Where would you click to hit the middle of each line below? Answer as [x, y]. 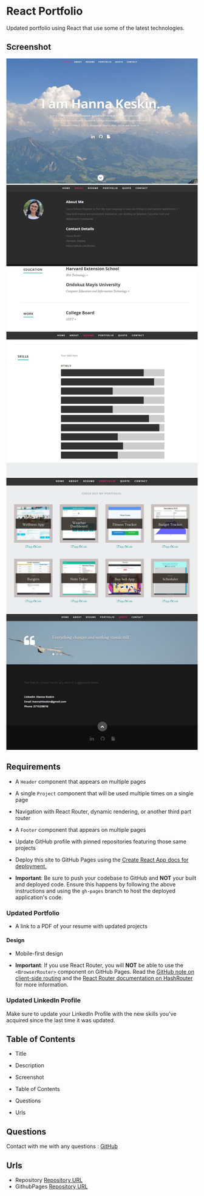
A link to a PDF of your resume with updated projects [81, 926]
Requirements [33, 767]
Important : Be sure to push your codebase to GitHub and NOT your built [106, 878]
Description [29, 1065]
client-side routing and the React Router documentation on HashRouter [104, 978]
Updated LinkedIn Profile [43, 1001]
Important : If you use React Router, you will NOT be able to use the [99, 965]
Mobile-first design [39, 954]
